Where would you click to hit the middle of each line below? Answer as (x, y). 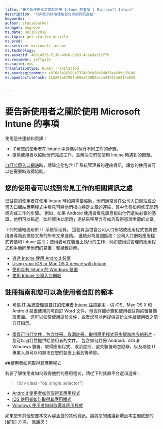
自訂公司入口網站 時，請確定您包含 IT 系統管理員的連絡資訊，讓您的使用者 (78, 165)
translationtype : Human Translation (42, 69)
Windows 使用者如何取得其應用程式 (48, 406)
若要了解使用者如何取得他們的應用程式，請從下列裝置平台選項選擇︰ (73, 373)
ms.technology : (20, 50)
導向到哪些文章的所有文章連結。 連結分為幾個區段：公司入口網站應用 (82, 235)
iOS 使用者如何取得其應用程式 (42, 399)
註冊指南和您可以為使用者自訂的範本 (59, 292)
